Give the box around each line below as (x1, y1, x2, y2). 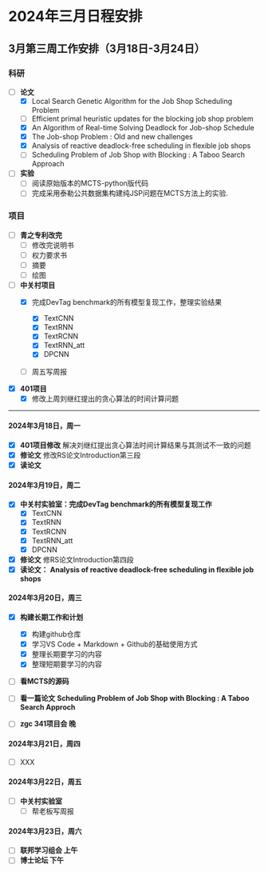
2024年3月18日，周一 (8, 421, 81, 430)
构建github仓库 (31, 630, 81, 639)
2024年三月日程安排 (8, 7, 143, 26)
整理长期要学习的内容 (31, 650, 102, 659)
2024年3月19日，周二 (8, 480, 81, 490)
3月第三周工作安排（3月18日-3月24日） (8, 42, 206, 55)
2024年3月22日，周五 (8, 777, 82, 786)
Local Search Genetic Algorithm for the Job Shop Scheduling (31, 96, 233, 106)
